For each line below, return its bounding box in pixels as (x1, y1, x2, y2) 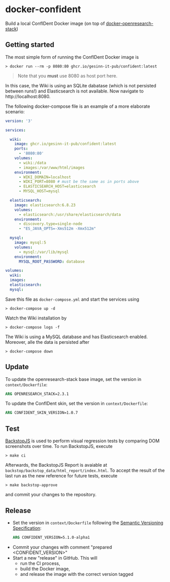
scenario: (5, 108, 25, 115)
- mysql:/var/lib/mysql (18, 249, 69, 254)
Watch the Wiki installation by (5, 315, 67, 321)
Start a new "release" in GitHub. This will (12, 555, 98, 561)
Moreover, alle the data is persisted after (5, 339, 90, 345)
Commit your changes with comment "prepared (12, 544, 112, 550)
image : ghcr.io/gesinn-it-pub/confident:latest (14, 141, 116, 147)
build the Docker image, (20, 565, 70, 572)
